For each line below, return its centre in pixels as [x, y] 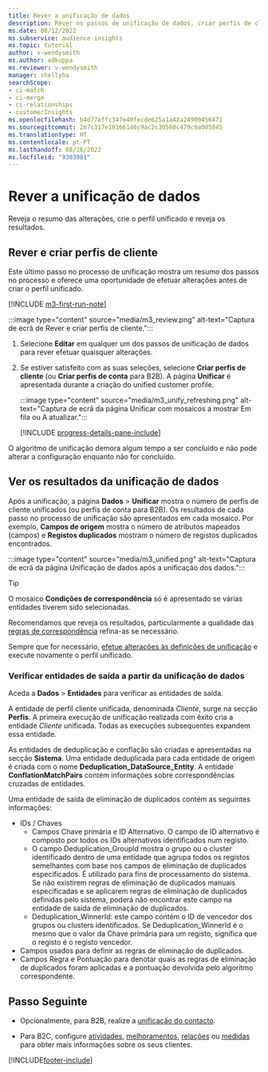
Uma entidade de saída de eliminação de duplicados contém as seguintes [130, 799]
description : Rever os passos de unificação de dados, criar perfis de [130, 23]
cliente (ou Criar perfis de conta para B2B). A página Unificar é [125, 376]
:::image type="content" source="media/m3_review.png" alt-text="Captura [132, 320]
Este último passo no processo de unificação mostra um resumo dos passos [134, 272]
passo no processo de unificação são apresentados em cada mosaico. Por [131, 518]
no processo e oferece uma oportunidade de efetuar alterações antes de [128, 280]
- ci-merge [26, 98]
